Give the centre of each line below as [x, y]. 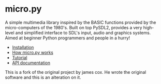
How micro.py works [33, 52]
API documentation [31, 63]
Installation [23, 47]
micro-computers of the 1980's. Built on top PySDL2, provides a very [74, 27]
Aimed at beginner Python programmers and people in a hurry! [68, 38]
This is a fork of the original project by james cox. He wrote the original [76, 72]
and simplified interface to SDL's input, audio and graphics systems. [83, 33]
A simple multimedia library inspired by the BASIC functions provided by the [80, 22]
